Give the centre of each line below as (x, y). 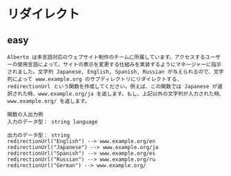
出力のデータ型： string (39, 135)
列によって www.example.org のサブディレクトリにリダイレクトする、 (95, 79)
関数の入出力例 (25, 115)
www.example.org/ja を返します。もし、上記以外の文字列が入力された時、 (131, 94)
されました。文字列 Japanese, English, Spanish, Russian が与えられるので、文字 (115, 72)
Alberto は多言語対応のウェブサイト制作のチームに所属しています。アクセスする (106, 57)
